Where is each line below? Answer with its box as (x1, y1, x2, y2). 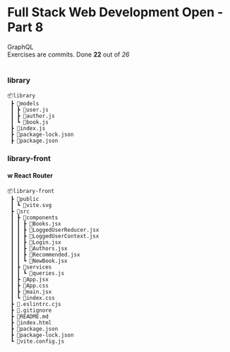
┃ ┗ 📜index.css (10, 295, 55, 302)
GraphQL (7, 42, 34, 51)
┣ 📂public (10, 196, 40, 203)
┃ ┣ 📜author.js (10, 112, 55, 120)
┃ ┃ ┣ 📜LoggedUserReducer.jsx (10, 227, 99, 234)
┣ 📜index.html (10, 319, 52, 327)
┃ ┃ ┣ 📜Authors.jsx (10, 245, 68, 252)
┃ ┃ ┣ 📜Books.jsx (10, 221, 61, 228)
